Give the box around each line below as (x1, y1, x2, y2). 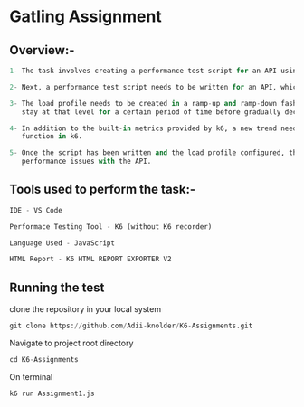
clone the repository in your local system (9, 304, 161, 315)
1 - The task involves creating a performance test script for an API (9, 66, 278, 75)
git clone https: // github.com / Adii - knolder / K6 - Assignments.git (9, 321, 253, 331)
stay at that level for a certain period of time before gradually (21, 107, 281, 117)
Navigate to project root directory (9, 337, 134, 348)
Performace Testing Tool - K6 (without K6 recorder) (9, 222, 213, 232)
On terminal (9, 371, 53, 382)
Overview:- (9, 43, 75, 58)
